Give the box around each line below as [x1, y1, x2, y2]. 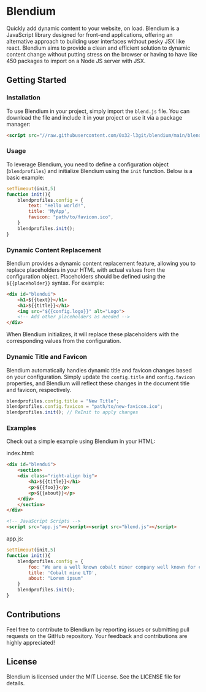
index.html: [6, 450, 35, 457]
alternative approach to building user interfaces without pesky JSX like [6, 37, 185, 45]
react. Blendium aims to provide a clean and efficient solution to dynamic [6, 44, 191, 52]
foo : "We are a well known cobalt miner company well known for [28, 564, 196, 570]
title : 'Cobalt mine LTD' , [28, 569, 97, 576]
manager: [6, 120, 31, 128]
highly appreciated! [6, 639, 55, 646]
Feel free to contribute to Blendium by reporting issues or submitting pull [6, 626, 190, 633]
